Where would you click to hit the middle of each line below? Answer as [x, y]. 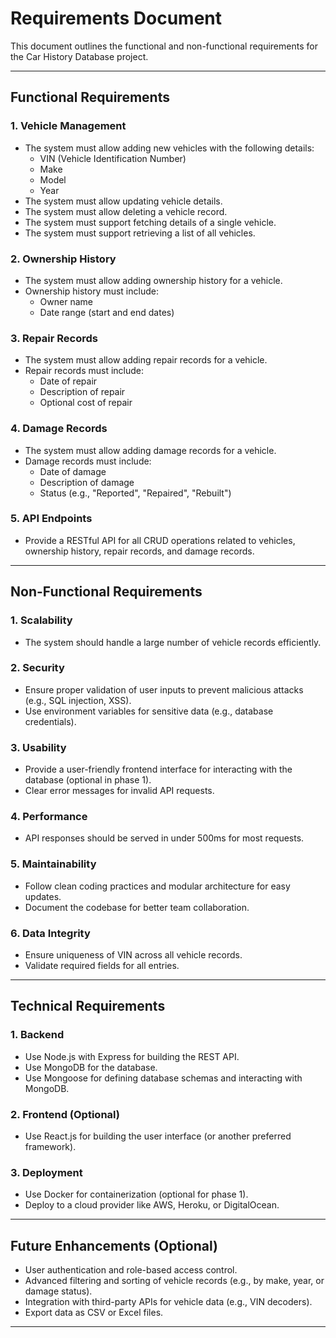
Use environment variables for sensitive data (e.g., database [149, 711]
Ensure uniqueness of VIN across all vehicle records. [133, 954]
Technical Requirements [88, 1006]
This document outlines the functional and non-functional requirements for [164, 46]
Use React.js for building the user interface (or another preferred [158, 1136]
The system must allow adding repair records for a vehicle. [146, 360]
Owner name [66, 301]
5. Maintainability [53, 864]
